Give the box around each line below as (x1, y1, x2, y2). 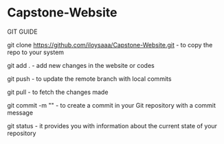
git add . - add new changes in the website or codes (7, 61, 155, 69)
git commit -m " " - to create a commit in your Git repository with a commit (7, 101, 216, 109)
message (7, 108, 33, 117)
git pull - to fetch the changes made (7, 88, 109, 96)
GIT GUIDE (7, 27, 38, 36)
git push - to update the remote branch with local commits (7, 74, 172, 83)
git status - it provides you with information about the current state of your (7, 121, 218, 130)
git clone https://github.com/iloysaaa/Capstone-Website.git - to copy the (7, 40, 213, 49)
